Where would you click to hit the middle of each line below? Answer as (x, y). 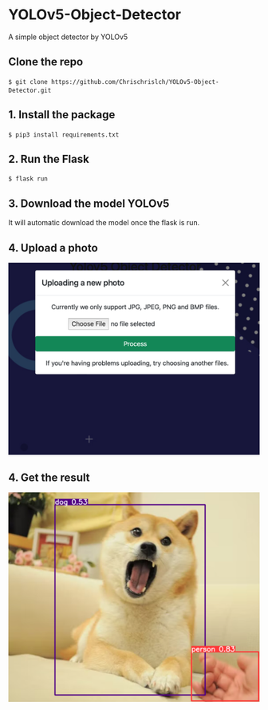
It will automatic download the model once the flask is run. (104, 223)
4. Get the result (49, 477)
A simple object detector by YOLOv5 (68, 37)
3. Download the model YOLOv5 (89, 203)
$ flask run (28, 179)
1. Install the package (62, 115)
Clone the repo (46, 62)
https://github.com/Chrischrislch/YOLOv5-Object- (135, 81)
